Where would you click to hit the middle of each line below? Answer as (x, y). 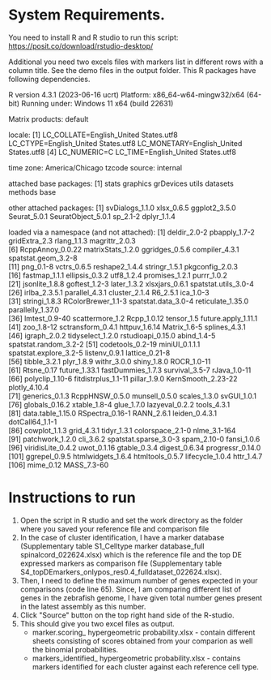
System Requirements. (87, 15)
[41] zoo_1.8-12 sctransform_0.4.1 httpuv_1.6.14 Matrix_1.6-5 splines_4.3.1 (127, 327)
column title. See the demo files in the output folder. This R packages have (132, 70)
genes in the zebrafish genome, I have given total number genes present (141, 597)
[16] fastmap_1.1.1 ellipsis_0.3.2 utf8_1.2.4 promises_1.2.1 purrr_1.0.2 (118, 275)
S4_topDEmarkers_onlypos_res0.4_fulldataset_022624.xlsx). (121, 572)
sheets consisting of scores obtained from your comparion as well (142, 641)
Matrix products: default (49, 118)
